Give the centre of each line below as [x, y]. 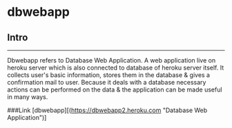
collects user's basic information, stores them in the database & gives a [109, 75]
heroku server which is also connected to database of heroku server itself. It [116, 67]
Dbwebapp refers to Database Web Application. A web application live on [112, 60]
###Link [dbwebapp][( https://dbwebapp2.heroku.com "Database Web [107, 110]
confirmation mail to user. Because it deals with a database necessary [107, 82]
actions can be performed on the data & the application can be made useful [115, 89]
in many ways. [28, 97]
